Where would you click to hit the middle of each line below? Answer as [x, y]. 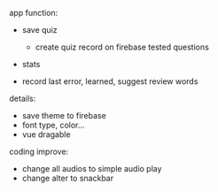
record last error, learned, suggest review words [110, 81]
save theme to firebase [64, 115]
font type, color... [53, 125]
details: [23, 98]
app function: [34, 13]
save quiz [39, 30]
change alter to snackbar [67, 178]
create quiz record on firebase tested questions [122, 47]
